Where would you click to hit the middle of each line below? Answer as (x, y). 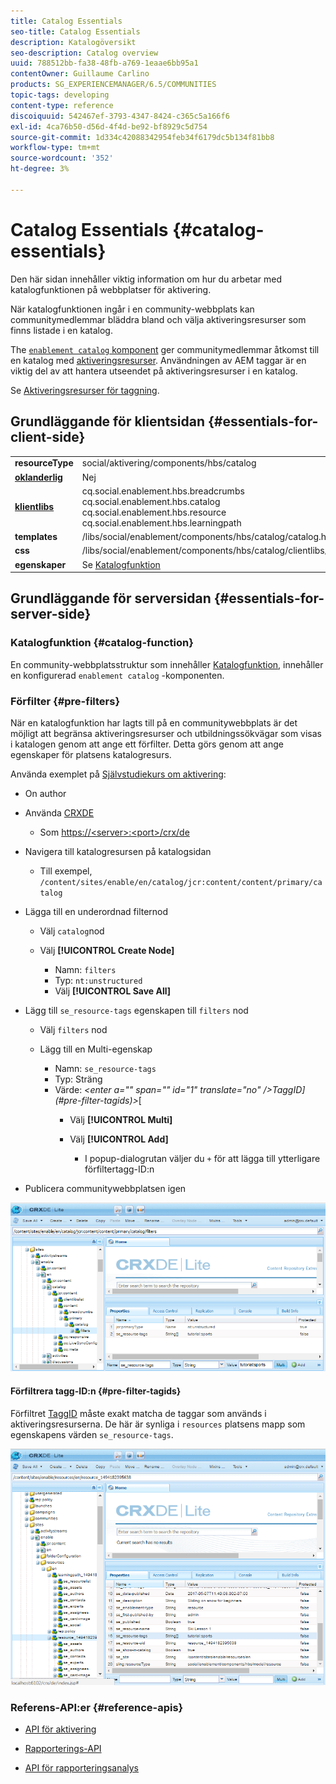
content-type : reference (62, 105)
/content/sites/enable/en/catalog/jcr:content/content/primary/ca (181, 882)
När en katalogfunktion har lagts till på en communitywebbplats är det (154, 722)
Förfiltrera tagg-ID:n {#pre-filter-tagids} (96, 1391)
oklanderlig (38, 477)
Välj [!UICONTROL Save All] (113, 991)
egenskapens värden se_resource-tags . (92, 1434)
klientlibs (34, 507)
